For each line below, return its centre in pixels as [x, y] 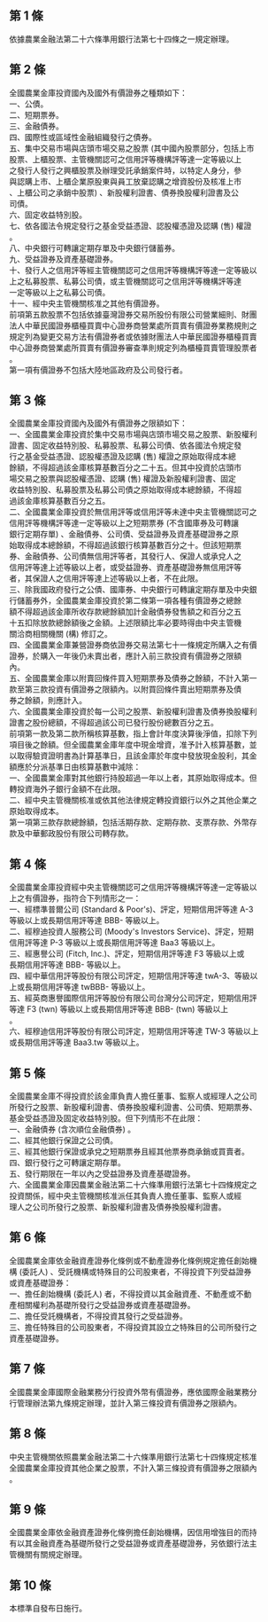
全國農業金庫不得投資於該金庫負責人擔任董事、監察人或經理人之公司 [133, 1096]
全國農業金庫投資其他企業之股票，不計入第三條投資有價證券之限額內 [133, 1468]
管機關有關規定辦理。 [48, 1555]
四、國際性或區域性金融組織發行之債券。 [83, 137]
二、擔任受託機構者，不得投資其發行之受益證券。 [98, 1316]
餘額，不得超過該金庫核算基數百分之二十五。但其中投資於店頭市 [125, 467]
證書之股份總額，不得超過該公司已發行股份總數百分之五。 [114, 723]
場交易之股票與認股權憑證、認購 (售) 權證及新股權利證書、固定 [123, 479]
